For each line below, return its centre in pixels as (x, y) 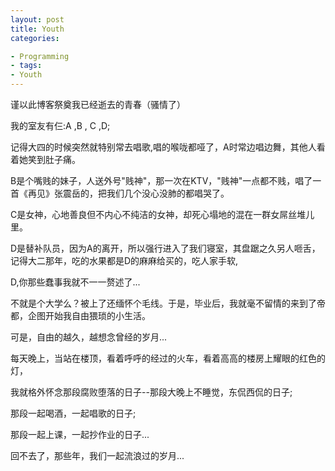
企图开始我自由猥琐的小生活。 (89, 315)
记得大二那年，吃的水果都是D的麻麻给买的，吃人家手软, (124, 260)
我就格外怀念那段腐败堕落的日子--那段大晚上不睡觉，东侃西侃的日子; (151, 392)
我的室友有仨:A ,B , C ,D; (60, 125)
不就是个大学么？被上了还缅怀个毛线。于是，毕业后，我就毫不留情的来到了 (163, 303)
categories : (35, 38)
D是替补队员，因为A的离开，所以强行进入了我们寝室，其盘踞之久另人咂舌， (165, 248)
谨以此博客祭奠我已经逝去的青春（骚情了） (98, 104)
